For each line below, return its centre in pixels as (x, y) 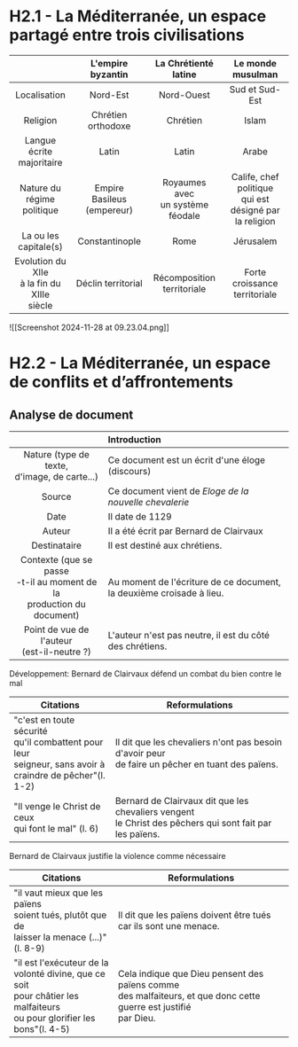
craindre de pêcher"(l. (60, 775)
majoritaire (40, 162)
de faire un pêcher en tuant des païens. (196, 764)
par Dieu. (137, 1018)
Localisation (40, 95)
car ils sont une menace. (169, 926)
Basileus (109, 199)
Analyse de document (71, 414)
